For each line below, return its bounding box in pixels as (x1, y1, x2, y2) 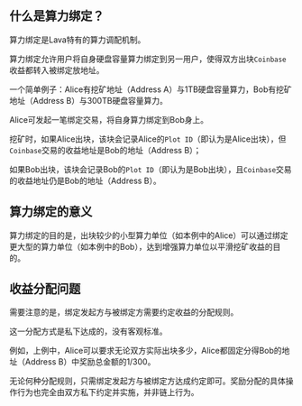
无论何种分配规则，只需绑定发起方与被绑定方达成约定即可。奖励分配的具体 (9, 375, 286, 386)
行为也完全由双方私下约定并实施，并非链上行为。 (16, 387, 199, 398)
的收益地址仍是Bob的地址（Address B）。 (9, 175, 162, 186)
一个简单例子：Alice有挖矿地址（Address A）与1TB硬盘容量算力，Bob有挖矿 (9, 84, 292, 95)
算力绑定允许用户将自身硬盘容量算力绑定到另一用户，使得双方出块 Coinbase (9, 53, 287, 64)
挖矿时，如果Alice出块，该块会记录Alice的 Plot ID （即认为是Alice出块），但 (9, 134, 287, 144)
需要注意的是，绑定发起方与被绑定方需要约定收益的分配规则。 (9, 307, 239, 318)
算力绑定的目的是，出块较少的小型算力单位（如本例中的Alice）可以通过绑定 (9, 229, 288, 241)
